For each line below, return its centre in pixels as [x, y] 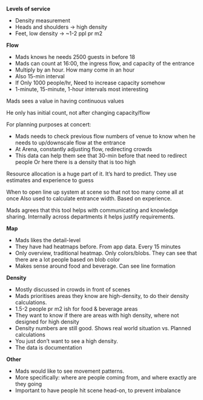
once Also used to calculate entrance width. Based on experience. [89, 198]
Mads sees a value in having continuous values [65, 101]
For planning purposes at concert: [49, 124]
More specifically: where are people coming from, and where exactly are [106, 378]
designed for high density [47, 322]
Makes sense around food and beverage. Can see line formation [95, 266]
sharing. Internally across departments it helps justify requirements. [91, 217]
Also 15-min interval [40, 76]
